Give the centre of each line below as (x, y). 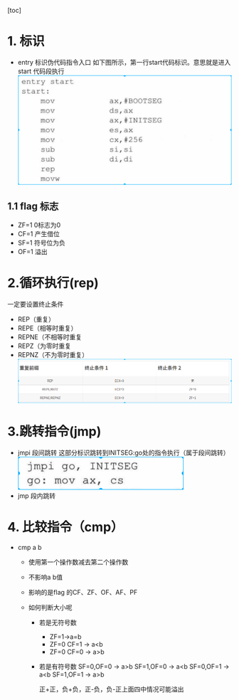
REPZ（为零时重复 (44, 346)
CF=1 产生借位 (39, 233)
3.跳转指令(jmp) (54, 431)
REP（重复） (36, 319)
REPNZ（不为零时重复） (53, 354)
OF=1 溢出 (32, 251)
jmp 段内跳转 (36, 496)
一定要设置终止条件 (36, 304)
